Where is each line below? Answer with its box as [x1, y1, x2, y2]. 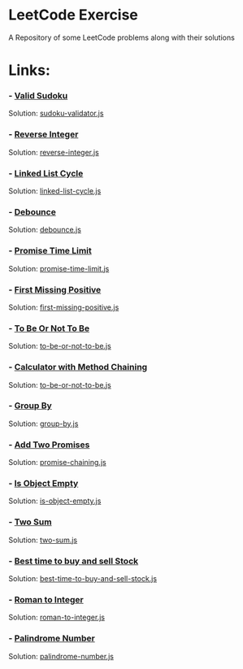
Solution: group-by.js [8, 419, 79, 428]
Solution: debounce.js [8, 225, 81, 235]
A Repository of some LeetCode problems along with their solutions [8, 33, 236, 42]
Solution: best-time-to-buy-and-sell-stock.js [8, 573, 157, 583]
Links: [8, 61, 51, 80]
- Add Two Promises [8, 439, 90, 450]
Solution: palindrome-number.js [8, 651, 114, 661]
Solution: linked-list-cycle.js [8, 186, 102, 196]
